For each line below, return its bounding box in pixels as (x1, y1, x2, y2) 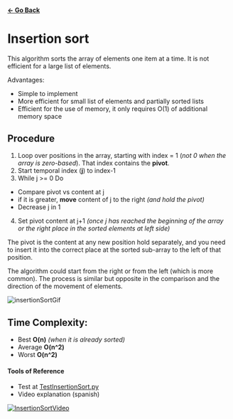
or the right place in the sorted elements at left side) (17, 224, 170, 233)
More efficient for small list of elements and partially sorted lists (17, 97, 205, 105)
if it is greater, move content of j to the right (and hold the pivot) (17, 196, 205, 204)
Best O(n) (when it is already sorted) (17, 335, 126, 344)
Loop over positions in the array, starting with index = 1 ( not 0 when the (17, 152, 227, 160)
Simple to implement (17, 89, 78, 97)
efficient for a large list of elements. (7, 61, 112, 70)
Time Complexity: (7, 317, 88, 329)
